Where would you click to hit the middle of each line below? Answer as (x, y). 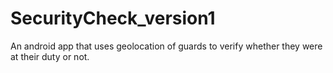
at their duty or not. (50, 56)
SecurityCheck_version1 (113, 18)
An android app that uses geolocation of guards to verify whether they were (166, 46)
